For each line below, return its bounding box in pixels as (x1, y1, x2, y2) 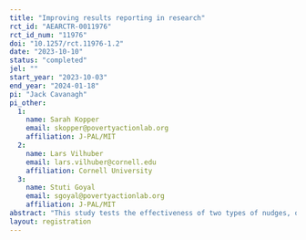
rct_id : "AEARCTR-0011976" (9, 22, 112, 31)
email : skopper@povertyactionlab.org (25, 124, 169, 133)
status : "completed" (9, 56, 88, 65)
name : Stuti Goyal (25, 183, 96, 193)
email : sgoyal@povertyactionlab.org (25, 192, 166, 201)
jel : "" (9, 65, 39, 74)
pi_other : (9, 98, 47, 108)
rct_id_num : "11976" (9, 30, 88, 39)
